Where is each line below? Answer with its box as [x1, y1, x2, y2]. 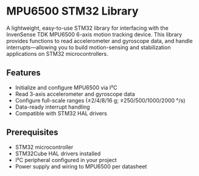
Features [6, 68, 41, 78]
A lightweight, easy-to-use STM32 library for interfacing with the [6, 24, 169, 32]
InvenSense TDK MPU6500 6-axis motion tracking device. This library [6, 30, 183, 38]
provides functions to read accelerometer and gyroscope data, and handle [6, 37, 193, 44]
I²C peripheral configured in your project [15, 156, 117, 163]
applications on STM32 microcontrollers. [6, 50, 108, 57]
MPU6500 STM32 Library [6, 4, 139, 18]
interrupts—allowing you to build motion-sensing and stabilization [6, 44, 171, 51]
